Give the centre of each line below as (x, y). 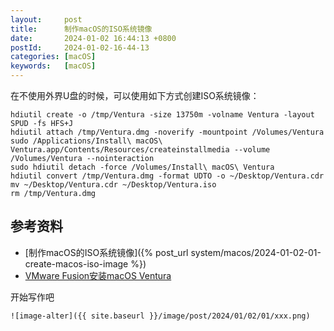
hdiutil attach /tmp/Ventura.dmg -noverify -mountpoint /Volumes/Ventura (167, 132)
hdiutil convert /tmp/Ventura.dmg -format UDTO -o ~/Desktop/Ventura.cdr (167, 176)
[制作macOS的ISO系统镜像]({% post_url (106, 252)
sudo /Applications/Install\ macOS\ (86, 141)
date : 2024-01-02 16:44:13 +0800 (93, 38)
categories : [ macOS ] (53, 57)
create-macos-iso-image (76, 263)
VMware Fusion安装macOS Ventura (98, 275)
